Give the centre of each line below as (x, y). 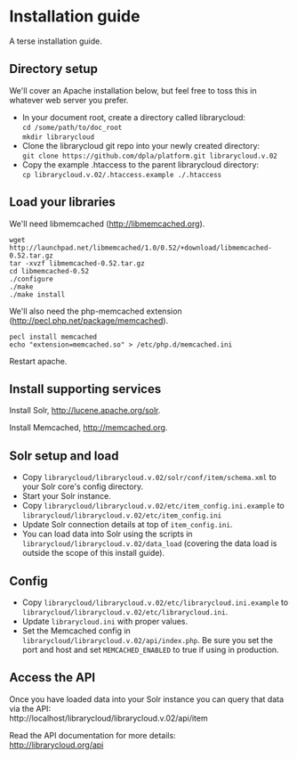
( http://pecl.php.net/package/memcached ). (89, 320)
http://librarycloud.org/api (56, 745)
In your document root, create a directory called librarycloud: (134, 117)
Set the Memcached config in (76, 631)
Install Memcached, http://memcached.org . (88, 428)
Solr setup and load (64, 456)
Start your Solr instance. (66, 496)
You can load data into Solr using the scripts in (107, 534)
